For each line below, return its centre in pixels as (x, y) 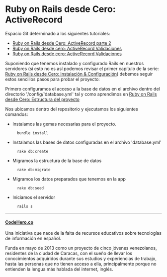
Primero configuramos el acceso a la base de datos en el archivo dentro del (83, 89)
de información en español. (33, 238)
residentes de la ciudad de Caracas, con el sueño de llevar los (69, 253)
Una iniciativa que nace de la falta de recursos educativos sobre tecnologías (83, 233)
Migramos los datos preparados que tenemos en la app (69, 179)
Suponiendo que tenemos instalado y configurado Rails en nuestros (75, 63)
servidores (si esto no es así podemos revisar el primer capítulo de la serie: (82, 69)
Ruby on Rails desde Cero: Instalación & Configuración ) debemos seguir (79, 74)
